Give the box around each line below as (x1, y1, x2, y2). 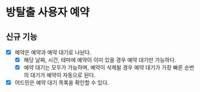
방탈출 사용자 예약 (5, 5, 90, 19)
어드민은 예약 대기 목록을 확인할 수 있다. (14, 79, 109, 87)
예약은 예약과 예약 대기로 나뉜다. (14, 49, 91, 56)
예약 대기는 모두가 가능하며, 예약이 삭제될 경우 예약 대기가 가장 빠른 (23, 64, 184, 71)
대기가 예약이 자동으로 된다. (30, 71, 96, 79)
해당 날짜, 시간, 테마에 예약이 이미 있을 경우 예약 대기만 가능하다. (23, 56, 176, 64)
